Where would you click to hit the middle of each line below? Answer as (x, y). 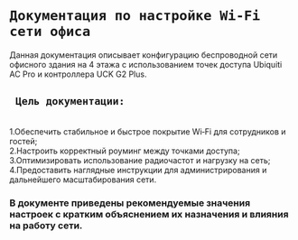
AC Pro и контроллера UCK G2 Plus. (78, 74)
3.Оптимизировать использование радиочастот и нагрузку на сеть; (140, 160)
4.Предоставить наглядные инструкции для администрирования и (138, 170)
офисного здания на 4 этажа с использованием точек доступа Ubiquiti (146, 64)
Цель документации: (70, 102)
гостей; (23, 141)
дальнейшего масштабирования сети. (83, 180)
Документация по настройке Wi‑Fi (135, 16)
